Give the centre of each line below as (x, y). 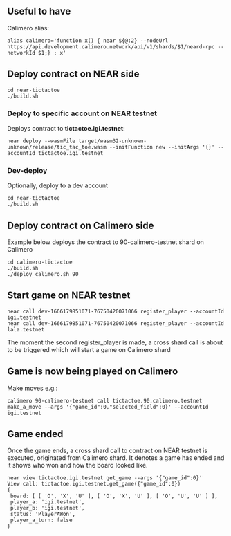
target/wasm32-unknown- (113, 141)
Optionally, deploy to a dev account (58, 185)
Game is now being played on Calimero (93, 372)
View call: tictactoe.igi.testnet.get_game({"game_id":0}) (94, 484)
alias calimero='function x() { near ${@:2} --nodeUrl (88, 41)
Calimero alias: (28, 28)
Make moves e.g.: (33, 388)
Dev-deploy (27, 170)
